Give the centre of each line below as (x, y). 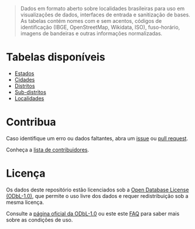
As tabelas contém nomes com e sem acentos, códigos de (91, 21)
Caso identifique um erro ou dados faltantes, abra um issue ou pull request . (97, 138)
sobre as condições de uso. (40, 220)
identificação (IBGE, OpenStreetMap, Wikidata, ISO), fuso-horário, (100, 27)
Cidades (25, 79)
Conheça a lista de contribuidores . (48, 150)
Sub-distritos (30, 92)
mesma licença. (25, 202)
